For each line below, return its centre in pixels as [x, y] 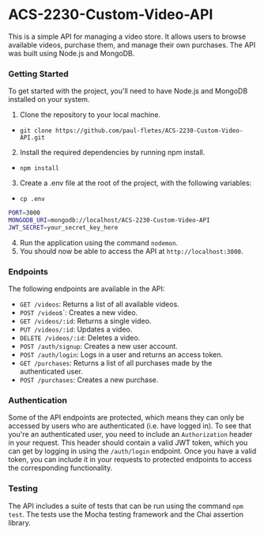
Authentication [38, 400]
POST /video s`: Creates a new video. [79, 313]
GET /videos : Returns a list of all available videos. [99, 304]
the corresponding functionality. [60, 468]
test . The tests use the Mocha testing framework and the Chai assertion [126, 514]
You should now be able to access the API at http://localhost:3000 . [131, 251]
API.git [32, 138]
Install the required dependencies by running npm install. [112, 153]
